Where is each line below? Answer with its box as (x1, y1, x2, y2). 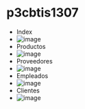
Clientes (16, 86, 40, 95)
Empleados (16, 71, 49, 80)
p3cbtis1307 (6, 5, 80, 21)
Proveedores (16, 57, 53, 65)
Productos (16, 42, 46, 50)
